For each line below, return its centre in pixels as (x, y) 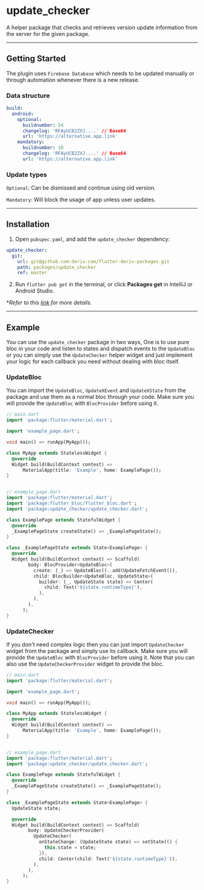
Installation (28, 225)
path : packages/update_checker (57, 267)
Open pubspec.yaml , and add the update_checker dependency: (92, 239)
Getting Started (36, 59)
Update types (27, 174)
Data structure (28, 95)
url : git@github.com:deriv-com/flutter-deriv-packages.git (93, 261)
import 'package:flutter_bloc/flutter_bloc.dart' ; (72, 503)
